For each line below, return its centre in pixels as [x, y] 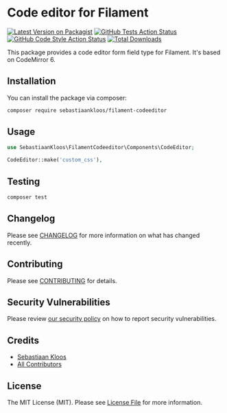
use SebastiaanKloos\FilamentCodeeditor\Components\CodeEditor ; [101, 148]
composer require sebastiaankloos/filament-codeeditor [87, 110]
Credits [23, 341]
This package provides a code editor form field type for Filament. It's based [114, 52]
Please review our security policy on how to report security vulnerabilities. [112, 319]
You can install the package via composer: [67, 98]
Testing [24, 181]
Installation [32, 81]
